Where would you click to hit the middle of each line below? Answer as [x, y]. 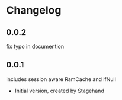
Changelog [34, 10]
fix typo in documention [35, 46]
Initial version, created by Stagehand [60, 91]
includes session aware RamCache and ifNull [61, 79]
